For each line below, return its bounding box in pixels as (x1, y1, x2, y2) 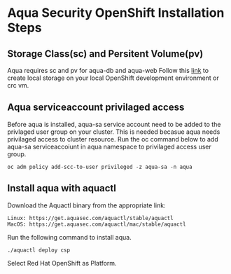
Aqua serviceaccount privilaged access (7, 102, 185, 114)
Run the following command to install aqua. (7, 233, 132, 241)
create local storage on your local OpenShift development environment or (7, 74, 219, 82)
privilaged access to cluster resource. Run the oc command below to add (7, 135, 218, 143)
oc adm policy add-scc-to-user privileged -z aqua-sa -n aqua (7, 163, 192, 170)
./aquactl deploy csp (7, 247, 71, 254)
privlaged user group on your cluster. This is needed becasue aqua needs (7, 128, 220, 136)
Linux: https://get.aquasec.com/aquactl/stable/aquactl (7, 214, 174, 221)
